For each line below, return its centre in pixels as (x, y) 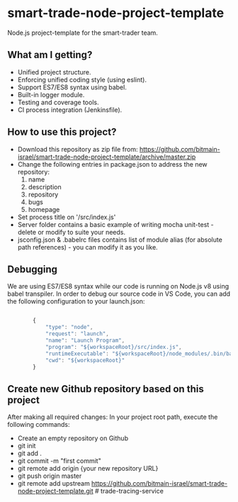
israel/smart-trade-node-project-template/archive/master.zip (107, 157)
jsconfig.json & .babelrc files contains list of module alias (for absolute (120, 240)
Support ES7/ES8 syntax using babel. (72, 87)
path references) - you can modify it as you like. (87, 247)
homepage (44, 209)
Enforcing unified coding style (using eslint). (82, 79)
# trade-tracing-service (129, 491)
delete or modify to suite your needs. (72, 232)
